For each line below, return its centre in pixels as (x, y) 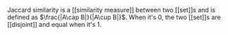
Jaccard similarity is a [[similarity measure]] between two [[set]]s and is (112, 10)
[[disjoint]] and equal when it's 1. (55, 24)
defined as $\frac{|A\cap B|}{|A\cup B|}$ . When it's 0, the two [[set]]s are (114, 17)
